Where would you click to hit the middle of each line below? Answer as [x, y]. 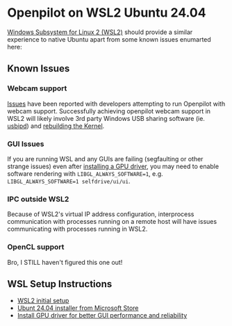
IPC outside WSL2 [38, 199]
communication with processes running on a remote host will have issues [112, 222]
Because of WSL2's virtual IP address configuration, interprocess [101, 214]
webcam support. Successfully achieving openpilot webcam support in [109, 111]
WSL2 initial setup [43, 301]
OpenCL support [36, 247]
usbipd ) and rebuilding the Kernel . [56, 126]
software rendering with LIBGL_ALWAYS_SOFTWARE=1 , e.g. [85, 173]
